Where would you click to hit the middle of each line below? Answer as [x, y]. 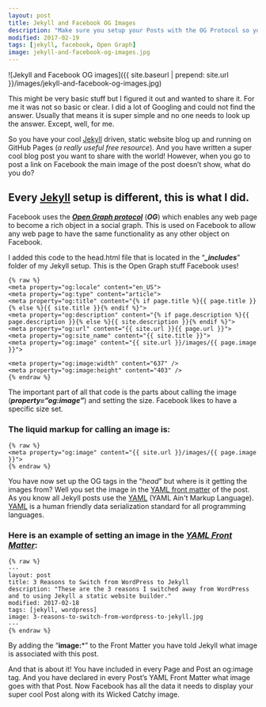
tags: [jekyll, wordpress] [53, 610]
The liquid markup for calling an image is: [89, 429]
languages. [27, 515]
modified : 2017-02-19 [44, 38]
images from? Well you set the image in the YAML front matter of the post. [129, 490]
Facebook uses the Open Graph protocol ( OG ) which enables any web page [133, 217]
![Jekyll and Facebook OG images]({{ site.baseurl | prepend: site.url [119, 75]
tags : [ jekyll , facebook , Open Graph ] [72, 45]
